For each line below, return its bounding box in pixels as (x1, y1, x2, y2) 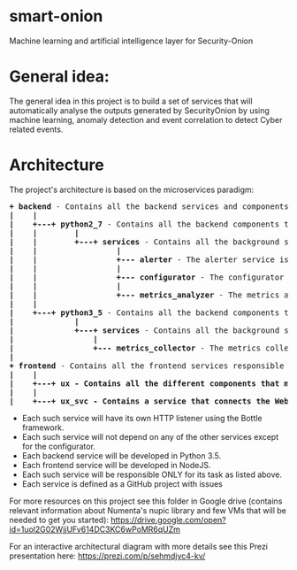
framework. (21, 422, 65, 433)
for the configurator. (21, 441, 95, 451)
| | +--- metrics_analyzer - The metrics (9, 289, 280, 300)
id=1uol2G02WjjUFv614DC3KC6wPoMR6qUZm (9, 524, 181, 535)
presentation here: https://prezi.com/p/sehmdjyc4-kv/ (9, 551, 206, 561)
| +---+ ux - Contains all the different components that (9, 378, 280, 389)
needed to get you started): (9, 514, 109, 525)
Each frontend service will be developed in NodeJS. (21, 459, 211, 470)
